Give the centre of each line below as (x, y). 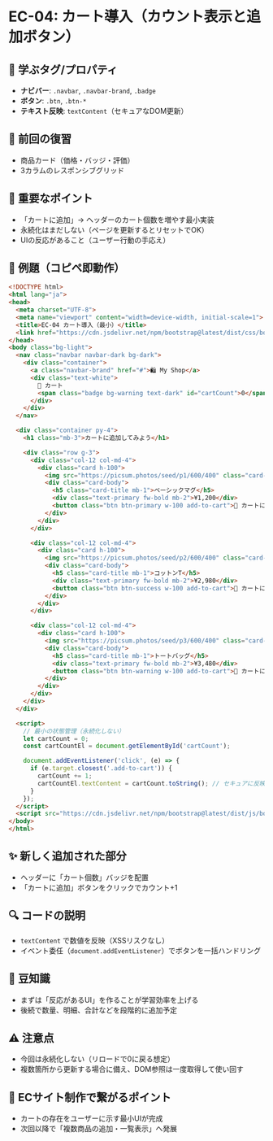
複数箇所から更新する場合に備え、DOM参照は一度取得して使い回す (132, 1069)
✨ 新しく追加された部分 (68, 856)
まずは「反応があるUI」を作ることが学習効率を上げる (109, 999)
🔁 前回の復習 (40, 139)
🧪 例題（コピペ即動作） (67, 268)
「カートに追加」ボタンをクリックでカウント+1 (99, 887)
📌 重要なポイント (51, 199)
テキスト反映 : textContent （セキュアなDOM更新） (104, 111)
